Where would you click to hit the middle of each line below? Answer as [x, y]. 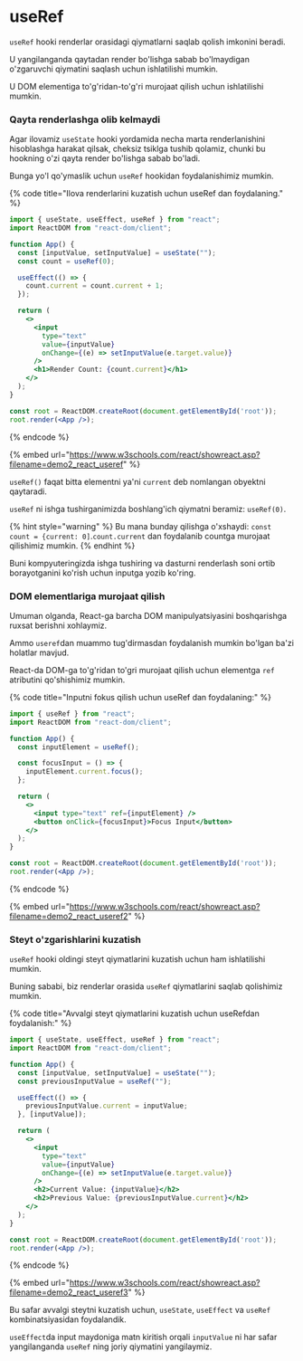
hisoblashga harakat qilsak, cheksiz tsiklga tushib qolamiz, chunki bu [137, 149]
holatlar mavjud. [39, 652]
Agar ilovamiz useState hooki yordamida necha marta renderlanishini [137, 139]
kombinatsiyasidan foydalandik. [68, 1319]
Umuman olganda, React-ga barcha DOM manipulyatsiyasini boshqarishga [148, 615]
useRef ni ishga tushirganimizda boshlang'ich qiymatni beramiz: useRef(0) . [148, 509]
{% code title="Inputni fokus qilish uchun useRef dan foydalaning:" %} [140, 697]
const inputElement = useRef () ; [79, 747]
